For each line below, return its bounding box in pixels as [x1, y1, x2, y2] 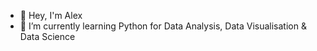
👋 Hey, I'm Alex [19, 10, 83, 21]
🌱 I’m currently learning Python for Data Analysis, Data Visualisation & [19, 20, 307, 32]
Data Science [19, 31, 76, 42]
